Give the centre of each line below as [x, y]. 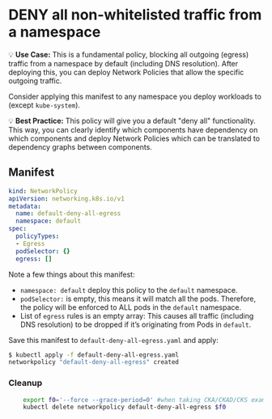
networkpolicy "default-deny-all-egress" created [94, 362]
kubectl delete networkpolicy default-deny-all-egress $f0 [125, 407]
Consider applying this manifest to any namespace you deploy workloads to [135, 96]
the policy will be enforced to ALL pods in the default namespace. [130, 307]
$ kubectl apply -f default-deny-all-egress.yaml [94, 355]
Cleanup [25, 383]
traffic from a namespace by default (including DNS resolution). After [123, 63]
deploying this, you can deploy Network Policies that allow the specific [126, 72]
